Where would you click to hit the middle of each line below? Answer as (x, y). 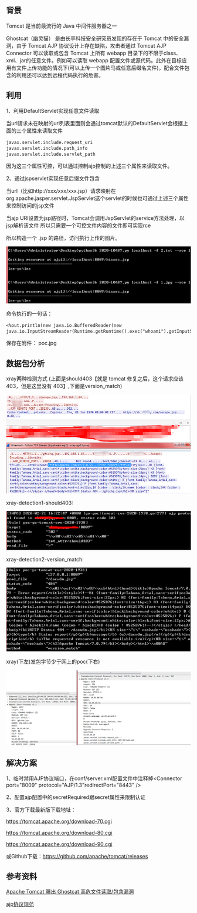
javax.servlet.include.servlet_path (51, 154)
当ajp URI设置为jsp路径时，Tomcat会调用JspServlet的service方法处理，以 (95, 218)
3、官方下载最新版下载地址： (41, 810)
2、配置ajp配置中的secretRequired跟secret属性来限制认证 (76, 797)
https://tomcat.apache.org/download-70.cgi (59, 821)
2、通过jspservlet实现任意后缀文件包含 (53, 178)
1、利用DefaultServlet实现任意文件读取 (53, 111)
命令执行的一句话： (29, 314)
